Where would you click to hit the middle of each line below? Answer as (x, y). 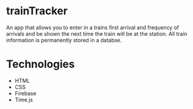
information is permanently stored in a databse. (64, 40)
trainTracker (37, 11)
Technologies (41, 64)
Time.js (24, 99)
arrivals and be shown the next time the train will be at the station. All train (97, 33)
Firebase (26, 93)
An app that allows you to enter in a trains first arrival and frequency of (93, 27)
